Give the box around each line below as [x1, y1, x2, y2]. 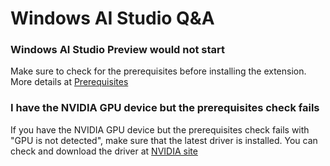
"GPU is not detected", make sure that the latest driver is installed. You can [10, 134, 318, 146]
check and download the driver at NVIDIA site [10, 145, 198, 157]
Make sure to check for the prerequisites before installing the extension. [10, 65, 307, 77]
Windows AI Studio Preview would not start [10, 43, 226, 57]
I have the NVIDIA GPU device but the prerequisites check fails [10, 101, 320, 115]
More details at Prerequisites [10, 76, 129, 88]
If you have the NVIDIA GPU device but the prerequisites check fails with [10, 123, 310, 136]
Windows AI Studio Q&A [10, 7, 215, 30]
